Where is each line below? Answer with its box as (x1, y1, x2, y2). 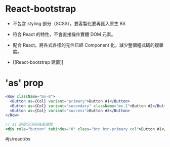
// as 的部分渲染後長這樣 (5, 122, 53, 127)
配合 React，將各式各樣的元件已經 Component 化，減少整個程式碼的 (12, 42, 155, 48)
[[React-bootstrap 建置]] (12, 59, 64, 65)
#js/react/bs (5, 136, 31, 142)
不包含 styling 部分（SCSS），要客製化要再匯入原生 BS (12, 20, 125, 26)
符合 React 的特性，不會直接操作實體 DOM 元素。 (12, 31, 116, 37)
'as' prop (5, 77, 44, 89)
